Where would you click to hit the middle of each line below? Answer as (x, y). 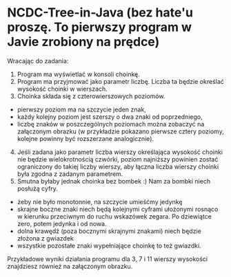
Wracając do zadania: (38, 60)
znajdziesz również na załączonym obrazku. (70, 266)
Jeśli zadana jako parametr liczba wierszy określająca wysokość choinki (120, 152)
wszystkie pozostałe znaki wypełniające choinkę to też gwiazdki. (109, 245)
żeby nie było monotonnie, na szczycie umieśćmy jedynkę (100, 201)
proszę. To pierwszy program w (99, 27)
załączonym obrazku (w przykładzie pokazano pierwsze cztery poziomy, (120, 131)
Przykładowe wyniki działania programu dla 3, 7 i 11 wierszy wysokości (108, 258)
